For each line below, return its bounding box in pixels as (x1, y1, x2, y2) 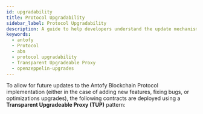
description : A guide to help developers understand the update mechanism (6, 25, 199, 32)
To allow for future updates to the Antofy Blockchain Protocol (6, 82, 159, 89)
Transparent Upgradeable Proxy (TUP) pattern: (6, 101, 126, 109)
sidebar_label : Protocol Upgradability (6, 20, 107, 26)
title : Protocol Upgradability (6, 15, 85, 21)
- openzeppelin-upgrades (11, 65, 74, 72)
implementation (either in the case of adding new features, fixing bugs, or (6, 89, 189, 96)
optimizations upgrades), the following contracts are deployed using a (6, 95, 181, 102)
